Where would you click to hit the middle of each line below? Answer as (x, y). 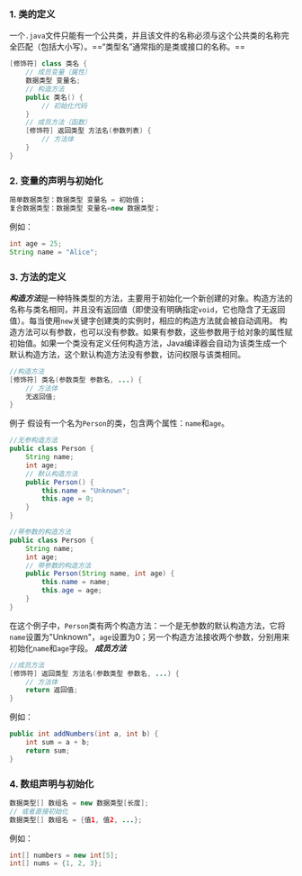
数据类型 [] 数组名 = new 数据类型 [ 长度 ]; (79, 803)
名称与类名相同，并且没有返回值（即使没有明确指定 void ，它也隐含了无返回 (147, 309)
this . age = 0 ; (68, 499)
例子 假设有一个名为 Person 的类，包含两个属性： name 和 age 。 (120, 423)
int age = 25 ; (36, 244)
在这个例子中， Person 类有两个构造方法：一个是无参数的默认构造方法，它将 (147, 625)
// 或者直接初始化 (39, 811)
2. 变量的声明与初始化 (56, 180)
